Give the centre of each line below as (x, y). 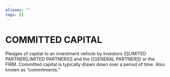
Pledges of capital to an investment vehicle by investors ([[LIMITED (76, 54)
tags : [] (15, 15)
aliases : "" (18, 10)
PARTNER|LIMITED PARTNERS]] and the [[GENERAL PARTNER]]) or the (80, 59)
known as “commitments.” (33, 70)
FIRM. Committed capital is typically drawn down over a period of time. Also (85, 64)
